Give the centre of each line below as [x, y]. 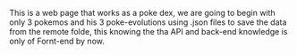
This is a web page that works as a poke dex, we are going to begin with [142, 13]
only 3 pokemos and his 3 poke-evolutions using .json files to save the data [148, 22]
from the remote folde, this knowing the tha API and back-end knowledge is [148, 31]
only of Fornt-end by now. [57, 41]
